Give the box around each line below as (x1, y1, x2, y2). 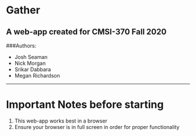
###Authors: (6, 42, 37, 49)
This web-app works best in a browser (14, 117, 108, 124)
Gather (6, 4, 41, 17)
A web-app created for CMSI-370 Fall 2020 (6, 27, 167, 37)
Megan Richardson (14, 72, 60, 79)
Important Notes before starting (6, 98, 164, 111)
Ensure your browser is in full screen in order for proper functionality (14, 123, 180, 130)
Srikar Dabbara (14, 66, 51, 73)
